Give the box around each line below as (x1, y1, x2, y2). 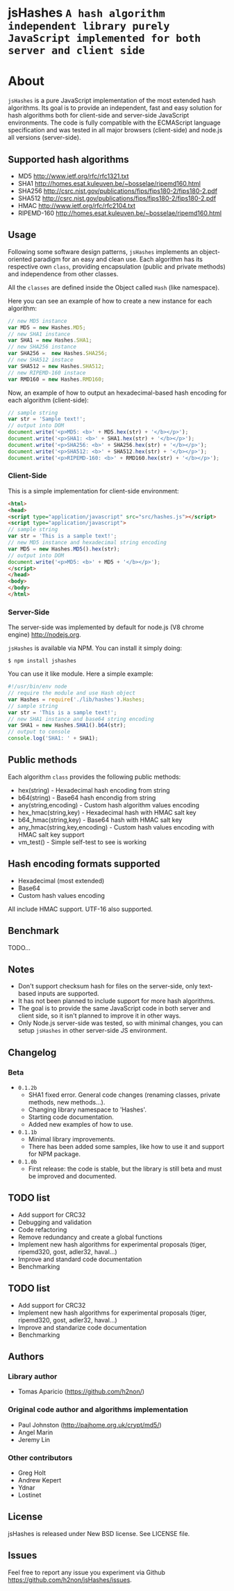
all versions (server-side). (8, 134, 81, 142)
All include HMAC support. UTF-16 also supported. (8, 905, 153, 913)
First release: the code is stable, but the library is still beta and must (28, 1164, 222, 1173)
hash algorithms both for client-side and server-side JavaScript (8, 111, 190, 120)
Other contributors (8, 1453, 73, 1462)
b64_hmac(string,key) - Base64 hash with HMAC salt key (17, 816, 183, 824)
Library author (8, 1371, 58, 1381)
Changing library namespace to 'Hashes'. (28, 1105, 147, 1114)
